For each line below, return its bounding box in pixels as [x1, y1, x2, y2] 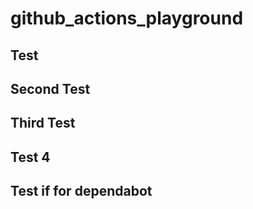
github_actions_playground [10, 7, 244, 30]
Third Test [10, 115, 76, 132]
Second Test [10, 80, 91, 97]
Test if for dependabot [10, 183, 153, 200]
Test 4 [10, 148, 51, 166]
